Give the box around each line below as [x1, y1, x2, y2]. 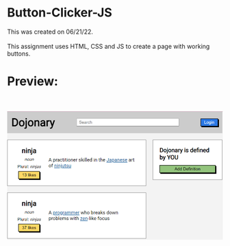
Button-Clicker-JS [7, 5, 113, 21]
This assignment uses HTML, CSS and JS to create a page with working [7, 42, 210, 50]
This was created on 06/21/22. [7, 27, 94, 36]
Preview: [7, 74, 58, 89]
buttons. [7, 49, 31, 58]
